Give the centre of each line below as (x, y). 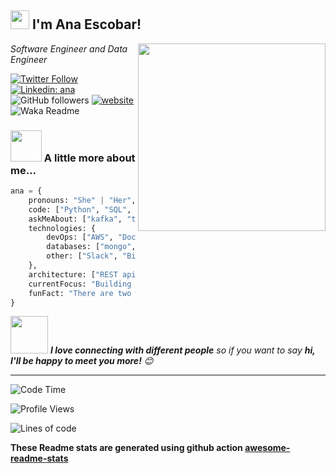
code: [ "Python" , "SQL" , (80, 209)
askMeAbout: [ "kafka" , (75, 219)
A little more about (89, 158)
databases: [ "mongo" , (91, 247)
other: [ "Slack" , (82, 256)
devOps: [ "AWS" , (80, 237)
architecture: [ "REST (73, 274)
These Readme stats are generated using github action (126, 448)
